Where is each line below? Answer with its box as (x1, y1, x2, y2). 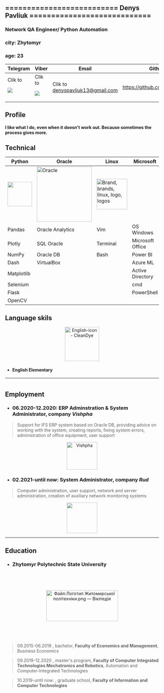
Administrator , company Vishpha (12, 411, 93, 417)
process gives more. (5, 130, 48, 135)
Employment (5, 390, 45, 398)
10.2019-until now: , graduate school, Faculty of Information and (17, 677, 148, 683)
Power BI (132, 251, 153, 258)
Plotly (7, 240, 20, 247)
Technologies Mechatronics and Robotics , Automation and (17, 663, 138, 669)
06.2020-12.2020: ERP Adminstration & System (12, 405, 128, 411)
